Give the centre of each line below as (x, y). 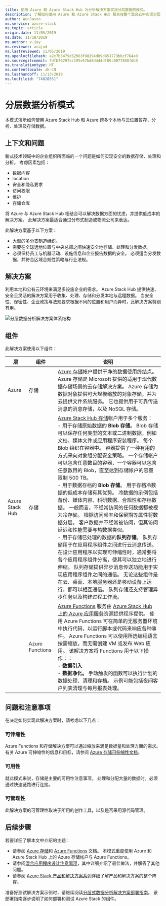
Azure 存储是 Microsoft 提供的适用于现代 (105, 379)
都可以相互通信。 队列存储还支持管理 (110, 590)
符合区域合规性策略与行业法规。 (58, 259)
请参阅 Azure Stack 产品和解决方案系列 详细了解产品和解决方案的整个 (82, 875)
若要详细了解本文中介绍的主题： (38, 840)
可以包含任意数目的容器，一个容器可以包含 (107, 463)
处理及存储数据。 (31, 126)
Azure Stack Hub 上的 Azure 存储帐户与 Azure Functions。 (72, 857)
